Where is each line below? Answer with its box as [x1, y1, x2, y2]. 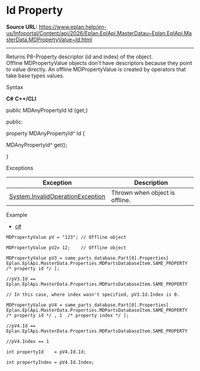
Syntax [6, 83, 24, 91]
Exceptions [6, 164, 34, 172]
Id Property [6, 4, 64, 17]
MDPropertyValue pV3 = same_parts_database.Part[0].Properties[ [6, 255, 169, 261]
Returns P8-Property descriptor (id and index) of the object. [6, 53, 153, 60]
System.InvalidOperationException [9, 192, 106, 200]
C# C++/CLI [6, 95, 37, 102]
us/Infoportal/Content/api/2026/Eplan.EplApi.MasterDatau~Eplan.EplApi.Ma [6, 29, 192, 36]
